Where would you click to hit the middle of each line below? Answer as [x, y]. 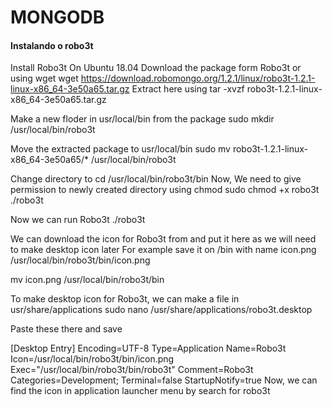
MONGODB [57, 17]
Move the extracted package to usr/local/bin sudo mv [120, 149]
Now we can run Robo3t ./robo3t [78, 220]
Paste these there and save [66, 329]
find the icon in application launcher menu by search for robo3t [140, 391]
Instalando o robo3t [52, 45]
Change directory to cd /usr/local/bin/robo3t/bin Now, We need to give [156, 179]
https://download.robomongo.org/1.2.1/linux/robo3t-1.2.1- [198, 78]
